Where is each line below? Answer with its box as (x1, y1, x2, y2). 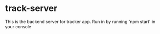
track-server (5, 3, 58, 14)
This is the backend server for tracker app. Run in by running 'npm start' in (5, 19, 156, 24)
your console (5, 23, 32, 29)
